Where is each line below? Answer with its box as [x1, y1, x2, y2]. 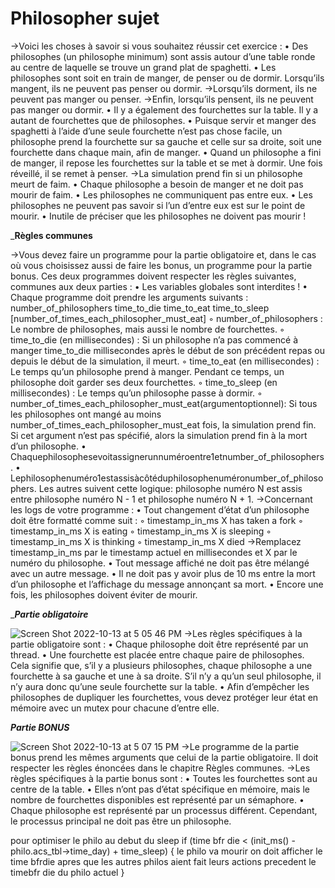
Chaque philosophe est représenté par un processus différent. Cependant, [10, 804, 318, 816]
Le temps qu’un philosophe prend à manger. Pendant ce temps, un [10, 365, 285, 377]
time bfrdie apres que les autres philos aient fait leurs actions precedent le [10, 855, 317, 867]
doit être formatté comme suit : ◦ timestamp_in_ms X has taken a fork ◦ [10, 514, 304, 526]
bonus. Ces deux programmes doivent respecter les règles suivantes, [10, 270, 297, 282]
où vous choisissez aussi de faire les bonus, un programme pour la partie [10, 259, 313, 271]
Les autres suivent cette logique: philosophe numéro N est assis [38, 482, 303, 494]
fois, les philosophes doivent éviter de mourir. [10, 588, 198, 601]
